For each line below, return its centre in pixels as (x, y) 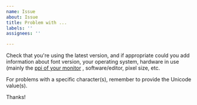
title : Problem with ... (37, 22)
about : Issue (22, 17)
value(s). (17, 86)
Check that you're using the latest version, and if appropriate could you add (98, 55)
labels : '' (19, 28)
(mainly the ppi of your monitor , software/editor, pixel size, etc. (83, 68)
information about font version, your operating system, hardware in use (93, 62)
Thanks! (16, 97)
